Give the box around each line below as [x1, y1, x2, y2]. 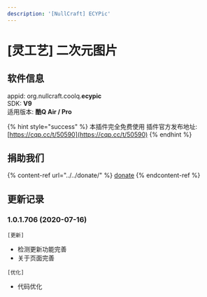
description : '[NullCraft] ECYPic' [7, 10, 111, 18]
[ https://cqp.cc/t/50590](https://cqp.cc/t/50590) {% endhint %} [7, 130, 192, 139]
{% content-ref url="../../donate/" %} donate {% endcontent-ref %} [7, 171, 201, 179]
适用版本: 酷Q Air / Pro [7, 107, 72, 116]
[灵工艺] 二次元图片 [7, 43, 117, 58]
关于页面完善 [17, 254, 55, 263]
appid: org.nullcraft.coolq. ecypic [7, 92, 102, 100]
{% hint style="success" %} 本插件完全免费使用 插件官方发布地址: [7, 122, 198, 130]
